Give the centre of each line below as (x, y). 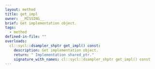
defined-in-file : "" (26, 37)
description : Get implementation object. (56, 50)
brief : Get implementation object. (41, 23)
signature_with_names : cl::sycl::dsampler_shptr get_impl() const (82, 59)
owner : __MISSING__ (25, 18)
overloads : (16, 41)
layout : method (20, 9)
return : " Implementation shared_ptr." (54, 55)
